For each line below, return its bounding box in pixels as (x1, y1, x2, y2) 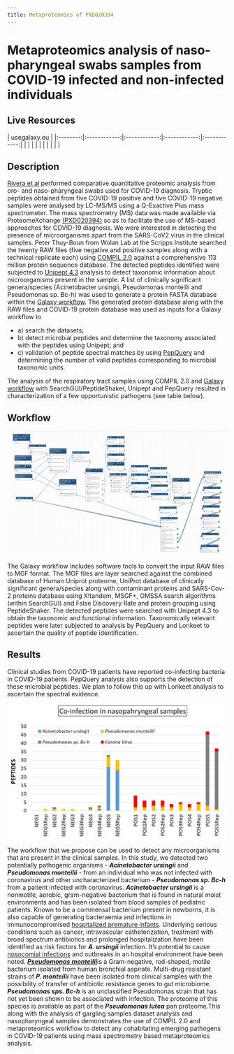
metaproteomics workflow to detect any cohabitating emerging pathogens (7, 1024, 221, 1033)
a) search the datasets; (17, 326, 85, 335)
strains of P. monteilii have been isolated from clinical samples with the (7, 972, 212, 981)
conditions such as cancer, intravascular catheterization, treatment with (7, 928, 214, 936)
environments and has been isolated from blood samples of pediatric (7, 898, 205, 907)
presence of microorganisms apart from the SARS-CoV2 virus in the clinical (7, 231, 225, 240)
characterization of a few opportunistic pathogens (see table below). (7, 392, 205, 400)
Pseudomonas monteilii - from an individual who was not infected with (7, 868, 213, 877)
